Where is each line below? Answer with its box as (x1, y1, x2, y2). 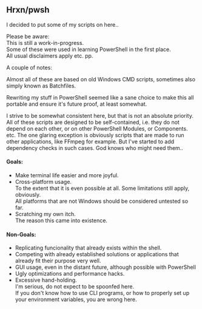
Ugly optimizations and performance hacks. (15, 270, 125, 277)
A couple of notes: (6, 64, 53, 71)
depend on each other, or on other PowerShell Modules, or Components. (6, 124, 188, 132)
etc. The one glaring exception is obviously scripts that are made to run (6, 131, 184, 138)
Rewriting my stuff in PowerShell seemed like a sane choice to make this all (6, 93, 194, 101)
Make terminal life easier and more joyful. (15, 172, 119, 179)
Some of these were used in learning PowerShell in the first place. (6, 46, 171, 53)
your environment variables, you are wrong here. (15, 296, 138, 303)
